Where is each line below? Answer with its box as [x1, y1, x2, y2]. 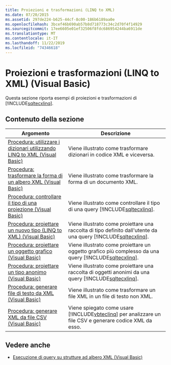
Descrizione [101, 130, 131, 137]
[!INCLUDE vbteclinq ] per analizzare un [68, 311, 161, 318]
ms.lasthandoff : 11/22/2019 [5, 41, 65, 46]
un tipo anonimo [8, 269, 47, 276]
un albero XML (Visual [8, 178, 61, 186]
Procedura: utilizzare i [8, 138, 60, 145]
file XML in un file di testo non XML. [68, 293, 153, 300]
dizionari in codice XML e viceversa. [68, 151, 155, 158]
